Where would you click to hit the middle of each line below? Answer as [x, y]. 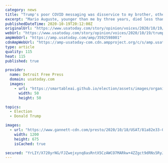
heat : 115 [15, 56]
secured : [14, 153]
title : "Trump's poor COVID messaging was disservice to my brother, [79, 14]
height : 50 [30, 98]
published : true [22, 61]
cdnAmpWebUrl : [20, 42]
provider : [15, 70]
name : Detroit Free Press [37, 75]
